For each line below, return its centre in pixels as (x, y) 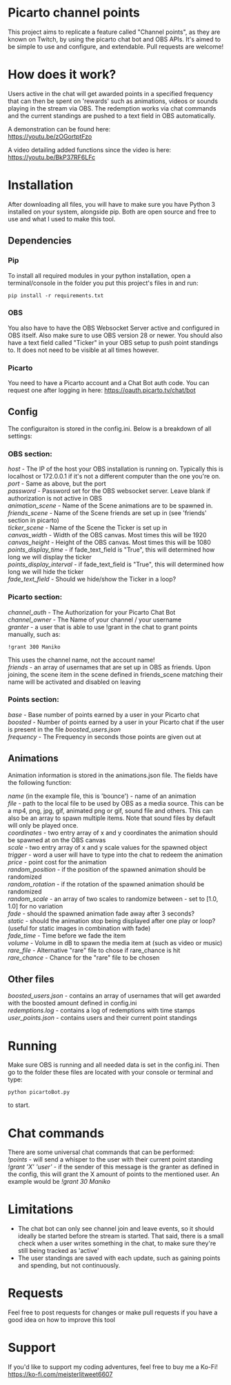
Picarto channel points (74, 13)
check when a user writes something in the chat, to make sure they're (117, 1243)
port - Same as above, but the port (57, 484)
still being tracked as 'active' (58, 1251)
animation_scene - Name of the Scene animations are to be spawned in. (110, 505)
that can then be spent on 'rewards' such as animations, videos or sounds (113, 101)
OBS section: (30, 454)
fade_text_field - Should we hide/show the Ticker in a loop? (92, 579)
